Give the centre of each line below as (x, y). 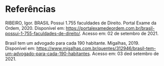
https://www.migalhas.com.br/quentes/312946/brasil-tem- (96, 48)
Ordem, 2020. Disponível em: (35, 28)
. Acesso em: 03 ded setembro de (124, 54)
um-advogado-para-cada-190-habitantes (48, 54)
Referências (30, 9)
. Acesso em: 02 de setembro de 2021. (119, 33)
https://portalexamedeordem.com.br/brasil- (110, 28)
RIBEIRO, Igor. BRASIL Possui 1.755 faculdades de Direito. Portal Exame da (81, 23)
